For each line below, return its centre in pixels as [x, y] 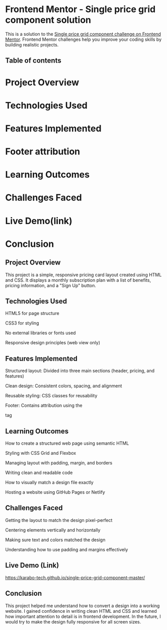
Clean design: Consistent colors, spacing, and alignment [64, 386]
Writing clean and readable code [39, 472]
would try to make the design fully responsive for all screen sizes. [73, 621]
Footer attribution [43, 152]
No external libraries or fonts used [41, 333]
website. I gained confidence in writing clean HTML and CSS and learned [81, 611]
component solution [48, 20]
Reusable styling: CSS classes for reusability [51, 396]
